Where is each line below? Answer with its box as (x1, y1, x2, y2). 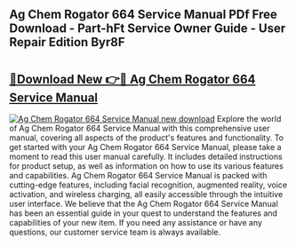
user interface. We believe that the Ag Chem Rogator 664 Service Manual (9, 199, 278, 209)
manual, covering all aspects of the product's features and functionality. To (9, 132, 284, 143)
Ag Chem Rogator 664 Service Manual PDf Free (9, 7, 278, 22)
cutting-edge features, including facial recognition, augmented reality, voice (9, 179, 287, 190)
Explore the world (216, 114, 282, 123)
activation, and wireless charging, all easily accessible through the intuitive (9, 189, 284, 199)
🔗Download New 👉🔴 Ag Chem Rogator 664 (9, 71, 256, 87)
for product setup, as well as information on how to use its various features (9, 161, 284, 171)
